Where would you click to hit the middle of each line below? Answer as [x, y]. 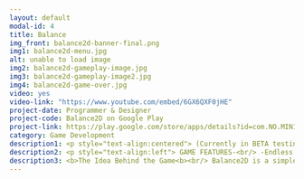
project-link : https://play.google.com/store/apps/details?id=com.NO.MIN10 [155, 127]
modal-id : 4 [32, 26]
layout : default [40, 18]
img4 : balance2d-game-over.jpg [68, 85]
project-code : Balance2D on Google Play [87, 118]
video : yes [30, 93]
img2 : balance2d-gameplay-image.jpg [78, 69]
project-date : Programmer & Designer [81, 110]
